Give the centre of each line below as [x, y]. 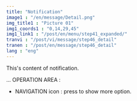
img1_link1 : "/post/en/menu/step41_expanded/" [67, 34]
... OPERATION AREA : [34, 79]
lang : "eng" [23, 51]
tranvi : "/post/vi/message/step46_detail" [62, 40]
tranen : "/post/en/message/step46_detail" [62, 46]
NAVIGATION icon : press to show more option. [73, 91]
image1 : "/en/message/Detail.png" [51, 17]
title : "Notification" [35, 12]
